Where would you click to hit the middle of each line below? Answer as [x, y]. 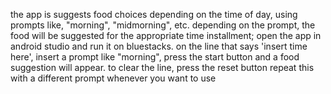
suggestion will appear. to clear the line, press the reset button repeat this [162, 67]
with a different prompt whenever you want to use [113, 78]
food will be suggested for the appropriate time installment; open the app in [166, 35]
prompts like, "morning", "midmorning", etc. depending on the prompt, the [163, 25]
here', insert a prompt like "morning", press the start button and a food [155, 57]
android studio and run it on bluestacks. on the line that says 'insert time [159, 46]
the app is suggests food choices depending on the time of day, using [154, 14]
